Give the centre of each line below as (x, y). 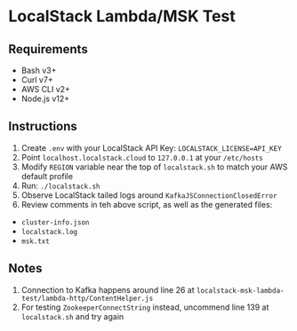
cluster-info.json (55, 222)
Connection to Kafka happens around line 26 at (108, 289)
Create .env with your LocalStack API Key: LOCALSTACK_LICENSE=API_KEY (151, 147)
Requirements (48, 49)
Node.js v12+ (45, 99)
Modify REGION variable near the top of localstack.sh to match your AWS (154, 167)
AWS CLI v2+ (45, 89)
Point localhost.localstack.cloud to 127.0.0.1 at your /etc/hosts (142, 157)
